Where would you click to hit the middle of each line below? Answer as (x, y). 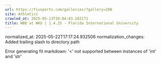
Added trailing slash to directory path (42, 42)
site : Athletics (21, 14)
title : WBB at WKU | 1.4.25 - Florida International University (72, 23)
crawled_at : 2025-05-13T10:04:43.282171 (47, 18)
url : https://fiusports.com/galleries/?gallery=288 (59, 9)
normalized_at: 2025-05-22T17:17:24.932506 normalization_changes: (75, 37)
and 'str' (13, 57)
